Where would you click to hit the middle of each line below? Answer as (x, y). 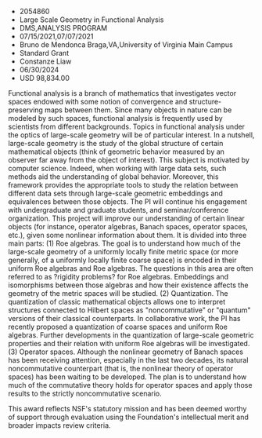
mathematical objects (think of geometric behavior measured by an (117, 151)
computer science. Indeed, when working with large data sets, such (117, 168)
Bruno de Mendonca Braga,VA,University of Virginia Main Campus (126, 45)
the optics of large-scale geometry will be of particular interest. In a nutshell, (131, 135)
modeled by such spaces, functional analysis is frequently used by (115, 118)
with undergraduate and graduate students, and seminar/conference (118, 210)
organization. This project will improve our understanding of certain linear (126, 218)
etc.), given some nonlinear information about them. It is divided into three (127, 235)
